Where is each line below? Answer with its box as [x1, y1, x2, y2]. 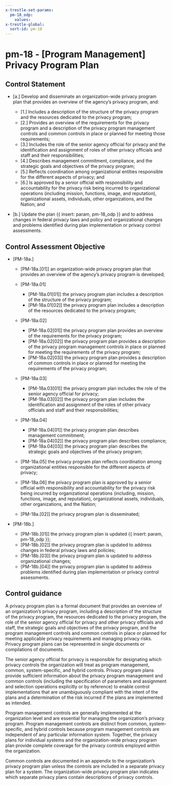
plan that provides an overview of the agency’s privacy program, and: [12, 99, 160, 105]
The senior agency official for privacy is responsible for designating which [5, 656, 162, 662]
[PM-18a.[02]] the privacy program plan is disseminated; [20, 511, 140, 517]
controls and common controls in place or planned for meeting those [20, 131, 165, 137]
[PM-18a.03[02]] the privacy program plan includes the [28, 396, 145, 402]
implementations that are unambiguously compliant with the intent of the [5, 689, 158, 695]
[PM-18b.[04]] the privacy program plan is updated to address [20, 563, 152, 569]
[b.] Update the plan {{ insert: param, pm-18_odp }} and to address [12, 211, 154, 218]
